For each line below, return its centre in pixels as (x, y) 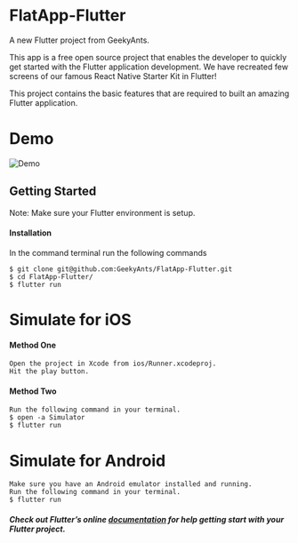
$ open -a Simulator (48, 418)
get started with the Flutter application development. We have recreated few (149, 67)
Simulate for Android (88, 461)
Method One (32, 345)
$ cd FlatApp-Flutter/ (51, 276)
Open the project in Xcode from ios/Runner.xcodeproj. (113, 364)
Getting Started (53, 192)
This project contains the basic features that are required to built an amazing (149, 93)
